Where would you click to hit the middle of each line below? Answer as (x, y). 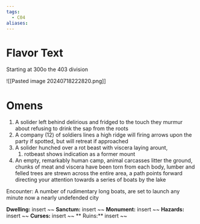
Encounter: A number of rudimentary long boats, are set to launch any (93, 191)
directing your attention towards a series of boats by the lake (90, 180)
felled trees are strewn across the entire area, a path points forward (98, 173)
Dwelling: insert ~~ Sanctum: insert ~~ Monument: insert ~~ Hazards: (95, 210)
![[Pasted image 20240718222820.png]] (56, 81)
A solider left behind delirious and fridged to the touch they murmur (99, 122)
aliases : (17, 23)
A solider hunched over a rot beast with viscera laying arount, (91, 148)
